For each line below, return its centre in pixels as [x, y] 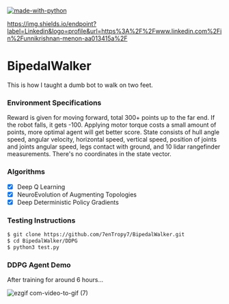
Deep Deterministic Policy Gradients [68, 202]
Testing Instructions [41, 220]
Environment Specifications [54, 103]
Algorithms [26, 172]
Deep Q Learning [41, 187]
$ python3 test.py [33, 247]
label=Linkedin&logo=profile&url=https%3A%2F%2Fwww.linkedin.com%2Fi [114, 31]
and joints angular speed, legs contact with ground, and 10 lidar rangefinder [114, 147]
